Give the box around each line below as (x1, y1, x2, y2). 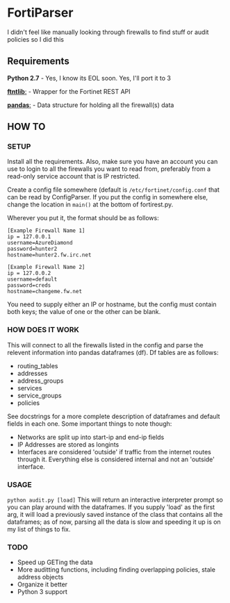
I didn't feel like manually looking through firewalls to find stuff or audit (7, 28, 209, 36)
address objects (17, 573, 64, 581)
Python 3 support (17, 588, 68, 596)
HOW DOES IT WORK (7, 325, 80, 335)
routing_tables (17, 361, 58, 370)
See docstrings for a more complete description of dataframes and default (7, 412, 220, 420)
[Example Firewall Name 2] (7, 264, 85, 271)
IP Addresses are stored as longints (17, 440, 120, 449)
